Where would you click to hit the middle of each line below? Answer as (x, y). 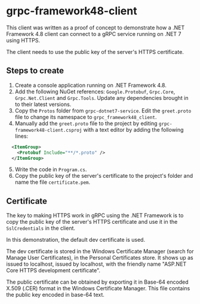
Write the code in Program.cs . (51, 169)
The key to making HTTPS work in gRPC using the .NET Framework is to (95, 215)
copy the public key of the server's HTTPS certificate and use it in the (92, 222)
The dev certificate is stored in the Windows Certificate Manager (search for (100, 251)
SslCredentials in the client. (41, 228)
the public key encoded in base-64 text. (55, 295)
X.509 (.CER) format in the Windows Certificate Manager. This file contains (98, 288)
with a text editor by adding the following (133, 129)
